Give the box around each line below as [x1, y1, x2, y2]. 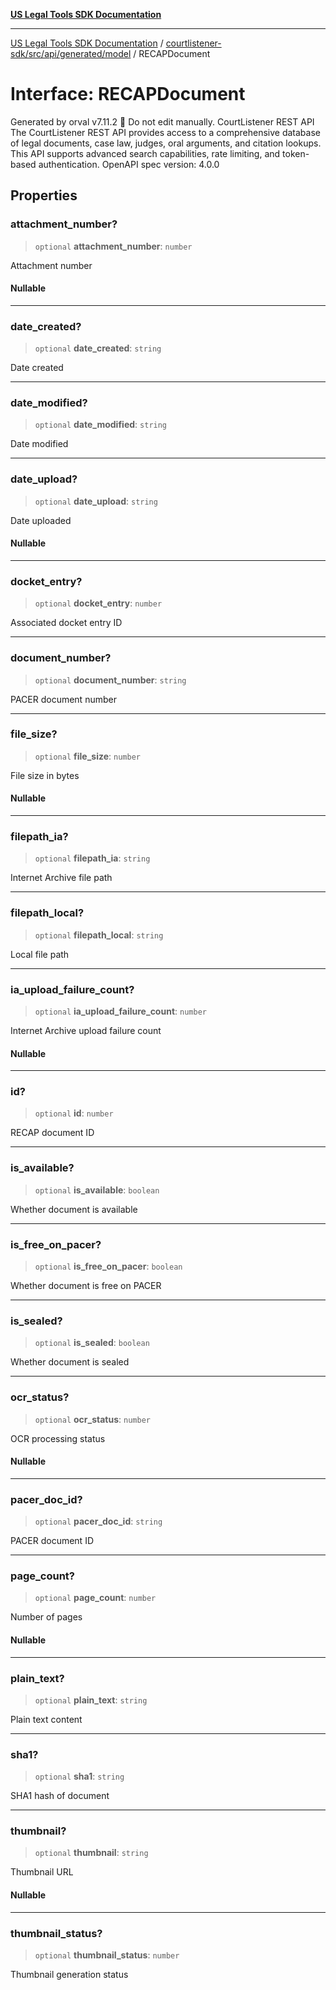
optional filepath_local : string [34, 929, 164, 941]
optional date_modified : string [34, 419, 168, 431]
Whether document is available [10, 1203, 138, 1215]
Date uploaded [10, 514, 72, 526]
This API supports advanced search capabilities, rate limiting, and [10, 147, 281, 159]
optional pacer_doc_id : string [34, 1515, 163, 1528]
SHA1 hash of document [10, 1790, 110, 1802]
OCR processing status [10, 1432, 106, 1444]
